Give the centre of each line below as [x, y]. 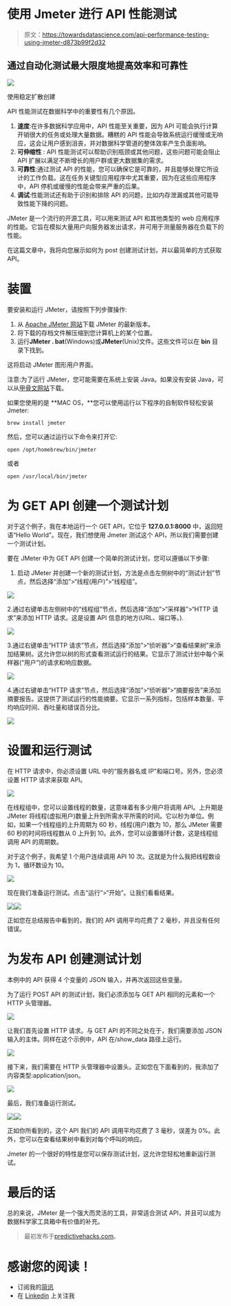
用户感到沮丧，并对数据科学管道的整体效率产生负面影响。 [129, 143]
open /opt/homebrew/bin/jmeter [52, 450]
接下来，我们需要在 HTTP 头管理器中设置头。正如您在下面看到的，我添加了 [113, 1067]
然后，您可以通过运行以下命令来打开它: [63, 436]
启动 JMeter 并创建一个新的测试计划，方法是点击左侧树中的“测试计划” [116, 572]
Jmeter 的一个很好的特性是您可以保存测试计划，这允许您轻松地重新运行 [108, 1154]
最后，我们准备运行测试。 [43, 1103]
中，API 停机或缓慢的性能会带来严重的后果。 [80, 186]
